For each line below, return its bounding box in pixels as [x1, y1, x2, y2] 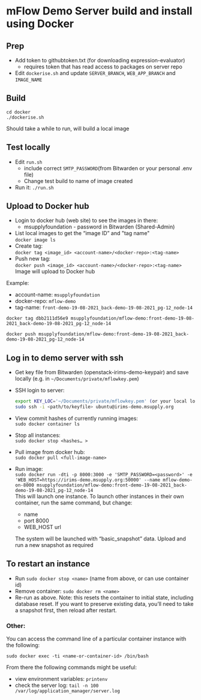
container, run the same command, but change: [14, 499, 133, 506]
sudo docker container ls [14, 421, 80, 427]
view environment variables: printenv [14, 675, 108, 683]
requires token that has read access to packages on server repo [23, 63, 183, 70]
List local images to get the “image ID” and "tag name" [14, 230, 150, 237]
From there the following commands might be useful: [6, 664, 137, 671]
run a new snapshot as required [14, 542, 94, 548]
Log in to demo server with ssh [6, 353, 124, 363]
